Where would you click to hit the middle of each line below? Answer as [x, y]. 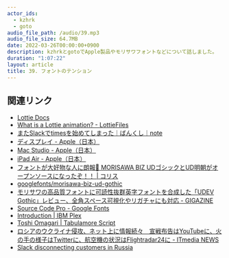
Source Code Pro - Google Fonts [63, 208]
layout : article [30, 65]
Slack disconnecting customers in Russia [75, 248]
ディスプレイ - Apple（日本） [58, 142]
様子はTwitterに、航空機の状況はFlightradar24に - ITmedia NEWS [127, 240]
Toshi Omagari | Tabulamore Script [66, 223]
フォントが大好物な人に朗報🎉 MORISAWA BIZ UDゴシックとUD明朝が [114, 168]
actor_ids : [23, 13]
